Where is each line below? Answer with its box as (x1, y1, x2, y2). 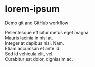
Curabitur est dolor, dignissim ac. (5, 56, 73, 62)
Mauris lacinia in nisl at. (5, 35, 53, 41)
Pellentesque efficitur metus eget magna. (5, 29, 90, 35)
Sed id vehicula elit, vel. (5, 51, 54, 57)
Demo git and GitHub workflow (5, 20, 69, 26)
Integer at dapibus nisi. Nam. (5, 40, 64, 46)
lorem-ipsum (5, 3, 60, 15)
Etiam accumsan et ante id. (5, 45, 61, 51)
